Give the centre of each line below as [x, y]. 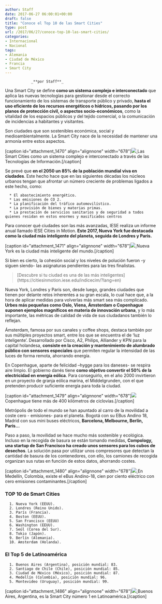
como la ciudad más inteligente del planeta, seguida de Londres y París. [79, 236]
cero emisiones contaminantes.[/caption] [46, 481]
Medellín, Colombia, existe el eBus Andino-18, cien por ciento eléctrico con [80, 476]
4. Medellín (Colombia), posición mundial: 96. [58, 577]
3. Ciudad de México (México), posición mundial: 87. [65, 573]
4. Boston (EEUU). [28, 517]
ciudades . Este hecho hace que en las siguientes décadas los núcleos [75, 176]
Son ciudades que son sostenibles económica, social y [60, 131]
